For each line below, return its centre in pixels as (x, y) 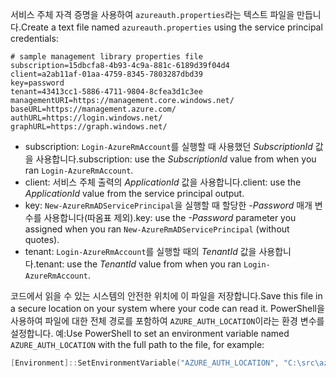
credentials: (34, 38)
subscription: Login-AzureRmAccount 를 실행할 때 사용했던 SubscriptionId (168, 146)
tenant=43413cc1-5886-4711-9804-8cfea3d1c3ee (106, 92)
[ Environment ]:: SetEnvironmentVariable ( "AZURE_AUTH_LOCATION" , (145, 363)
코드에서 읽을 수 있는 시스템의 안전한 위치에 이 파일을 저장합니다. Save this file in (166, 296)
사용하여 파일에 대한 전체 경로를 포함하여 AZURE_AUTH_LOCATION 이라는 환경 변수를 (167, 321)
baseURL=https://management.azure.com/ (93, 109)
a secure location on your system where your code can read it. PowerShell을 (167, 308)
